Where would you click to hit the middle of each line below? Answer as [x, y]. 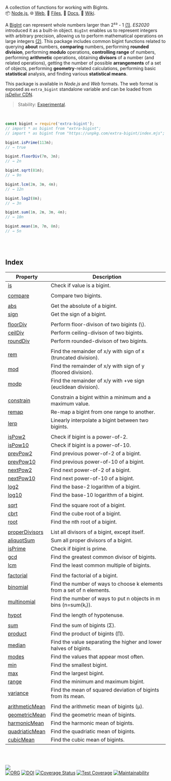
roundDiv [19, 341]
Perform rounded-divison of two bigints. [99, 341]
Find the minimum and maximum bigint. [98, 681]
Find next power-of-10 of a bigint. [92, 478]
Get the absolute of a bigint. [84, 306]
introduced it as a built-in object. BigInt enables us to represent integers [81, 30]
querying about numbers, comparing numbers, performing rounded [77, 47]
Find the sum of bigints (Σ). [83, 625]
